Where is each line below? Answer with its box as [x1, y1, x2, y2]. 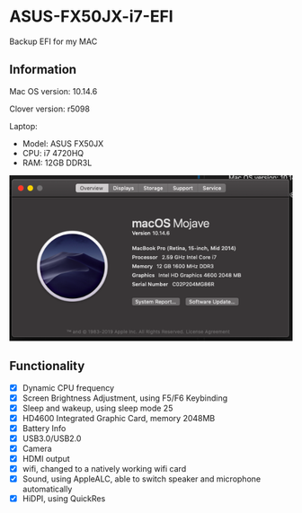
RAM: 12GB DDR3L [22, 157, 93, 168]
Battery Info [22, 422, 67, 433]
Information [9, 62, 77, 77]
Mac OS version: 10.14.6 [9, 85, 98, 96]
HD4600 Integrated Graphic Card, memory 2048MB [22, 412, 216, 423]
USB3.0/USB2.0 [22, 433, 82, 444]
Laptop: [9, 120, 38, 131]
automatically [22, 483, 73, 495]
